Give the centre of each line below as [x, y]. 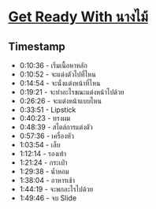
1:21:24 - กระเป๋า [43, 162]
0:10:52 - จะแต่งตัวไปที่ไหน [58, 74]
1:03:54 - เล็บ [40, 145]
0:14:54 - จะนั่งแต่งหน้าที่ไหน [60, 83]
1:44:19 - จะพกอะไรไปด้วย [56, 189]
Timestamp [37, 46]
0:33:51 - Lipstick [48, 110]
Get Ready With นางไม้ [78, 17]
